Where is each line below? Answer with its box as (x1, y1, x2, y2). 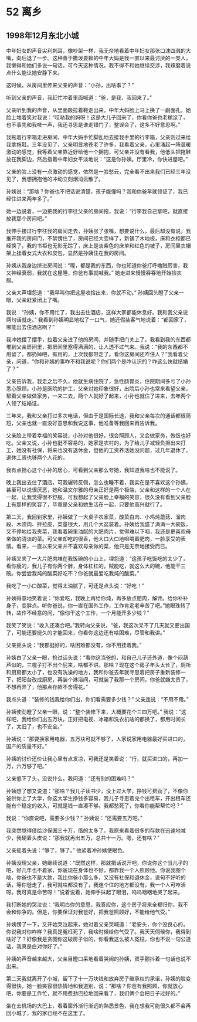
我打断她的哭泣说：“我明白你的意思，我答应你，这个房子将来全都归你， (6, 901, 178, 908)
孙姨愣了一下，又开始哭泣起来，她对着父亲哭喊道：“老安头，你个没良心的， (6, 921, 189, 928)
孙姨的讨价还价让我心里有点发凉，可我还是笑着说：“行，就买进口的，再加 (6, 755, 184, 762)
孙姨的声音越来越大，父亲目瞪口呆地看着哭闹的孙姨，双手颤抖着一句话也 (6, 955, 181, 962)
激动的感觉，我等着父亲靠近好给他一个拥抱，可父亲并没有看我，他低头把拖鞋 (6, 148, 191, 155)
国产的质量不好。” (6, 743, 47, 749)
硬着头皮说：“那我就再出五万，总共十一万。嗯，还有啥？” (21, 834, 160, 841)
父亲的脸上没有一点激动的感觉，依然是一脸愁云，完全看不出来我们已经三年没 (6, 168, 191, 175)
